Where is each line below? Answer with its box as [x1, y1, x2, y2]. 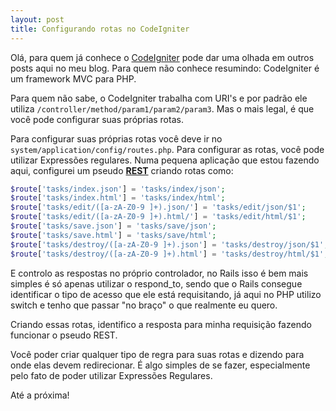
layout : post [10, 14, 65, 25]
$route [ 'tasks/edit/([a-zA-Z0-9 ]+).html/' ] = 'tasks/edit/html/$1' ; [10, 212, 307, 222]
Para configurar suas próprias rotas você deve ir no [10, 132, 223, 145]
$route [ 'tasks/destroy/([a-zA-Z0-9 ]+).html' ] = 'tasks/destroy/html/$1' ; [10, 249, 329, 259]
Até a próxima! [10, 389, 70, 401]
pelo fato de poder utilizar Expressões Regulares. [10, 369, 213, 381]
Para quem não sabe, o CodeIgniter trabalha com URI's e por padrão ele [10, 92, 308, 104]
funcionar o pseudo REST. [10, 329, 118, 341]
